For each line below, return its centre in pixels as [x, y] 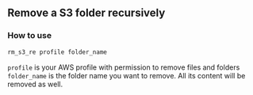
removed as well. [35, 84]
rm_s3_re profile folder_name [57, 52]
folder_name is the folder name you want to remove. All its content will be [126, 75]
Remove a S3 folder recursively [86, 13]
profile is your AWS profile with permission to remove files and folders [124, 67]
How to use [30, 36]
